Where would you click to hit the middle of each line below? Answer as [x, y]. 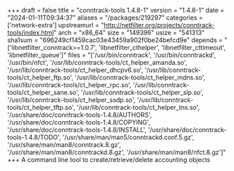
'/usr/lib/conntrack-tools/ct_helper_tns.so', [138, 107]
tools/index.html [31, 32]
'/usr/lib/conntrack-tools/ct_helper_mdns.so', [140, 77]
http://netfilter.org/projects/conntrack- [159, 25]
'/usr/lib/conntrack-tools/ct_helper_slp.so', [142, 92]
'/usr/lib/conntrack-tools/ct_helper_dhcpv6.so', [75, 70]
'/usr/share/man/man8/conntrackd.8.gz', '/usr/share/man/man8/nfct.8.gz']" [117, 152]
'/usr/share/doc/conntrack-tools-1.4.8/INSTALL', [77, 130]
